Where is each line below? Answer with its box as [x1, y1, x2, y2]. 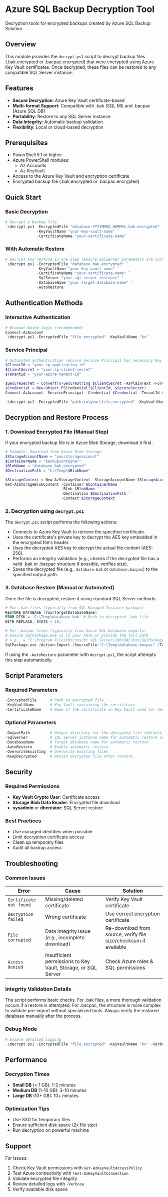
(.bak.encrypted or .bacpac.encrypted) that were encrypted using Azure [5, 59, 154, 65]
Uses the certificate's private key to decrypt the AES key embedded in [12, 534, 157, 540]
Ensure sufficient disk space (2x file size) [12, 1122, 97, 1128]
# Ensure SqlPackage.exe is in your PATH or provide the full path [5, 633, 149, 638]
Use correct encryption [105, 910, 160, 917]
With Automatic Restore [5, 245, 65, 252]
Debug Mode [5, 1026, 37, 1033]
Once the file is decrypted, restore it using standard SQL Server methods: [5, 595, 156, 601]
